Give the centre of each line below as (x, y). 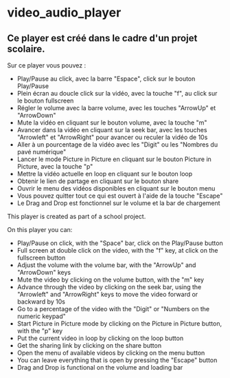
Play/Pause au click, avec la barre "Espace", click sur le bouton (106, 78)
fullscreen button (41, 258)
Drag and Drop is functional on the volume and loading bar (100, 367)
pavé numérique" (42, 152)
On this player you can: (40, 230)
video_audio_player (64, 13)
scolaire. (26, 49)
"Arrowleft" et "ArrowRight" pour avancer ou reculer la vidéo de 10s (112, 137)
